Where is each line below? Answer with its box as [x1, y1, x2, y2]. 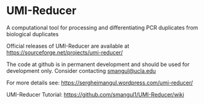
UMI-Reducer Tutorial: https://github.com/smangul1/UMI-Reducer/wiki [6, 91, 184, 98]
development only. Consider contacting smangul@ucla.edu [6, 67, 156, 74]
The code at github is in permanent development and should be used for [6, 61, 190, 68]
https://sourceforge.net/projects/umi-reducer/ [6, 48, 123, 56]
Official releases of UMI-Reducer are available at [6, 42, 130, 50]
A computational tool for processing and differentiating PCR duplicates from [6, 24, 198, 31]
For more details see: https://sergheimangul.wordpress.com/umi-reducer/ [6, 79, 194, 86]
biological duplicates [6, 30, 59, 37]
